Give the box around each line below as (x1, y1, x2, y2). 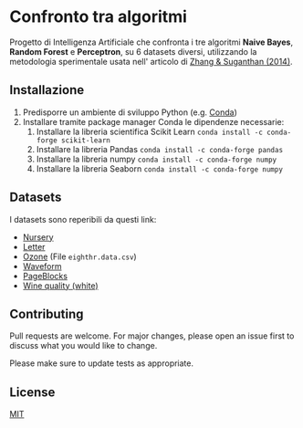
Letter (22, 241, 46, 252)
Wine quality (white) (22, 280, 99, 291)
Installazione (9, 82, 85, 98)
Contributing (9, 306, 84, 321)
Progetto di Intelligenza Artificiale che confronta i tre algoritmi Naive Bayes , (9, 37, 294, 47)
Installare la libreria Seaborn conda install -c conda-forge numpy (36, 162, 283, 174)
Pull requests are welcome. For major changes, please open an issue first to (9, 330, 295, 341)
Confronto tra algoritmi (9, 6, 187, 27)
